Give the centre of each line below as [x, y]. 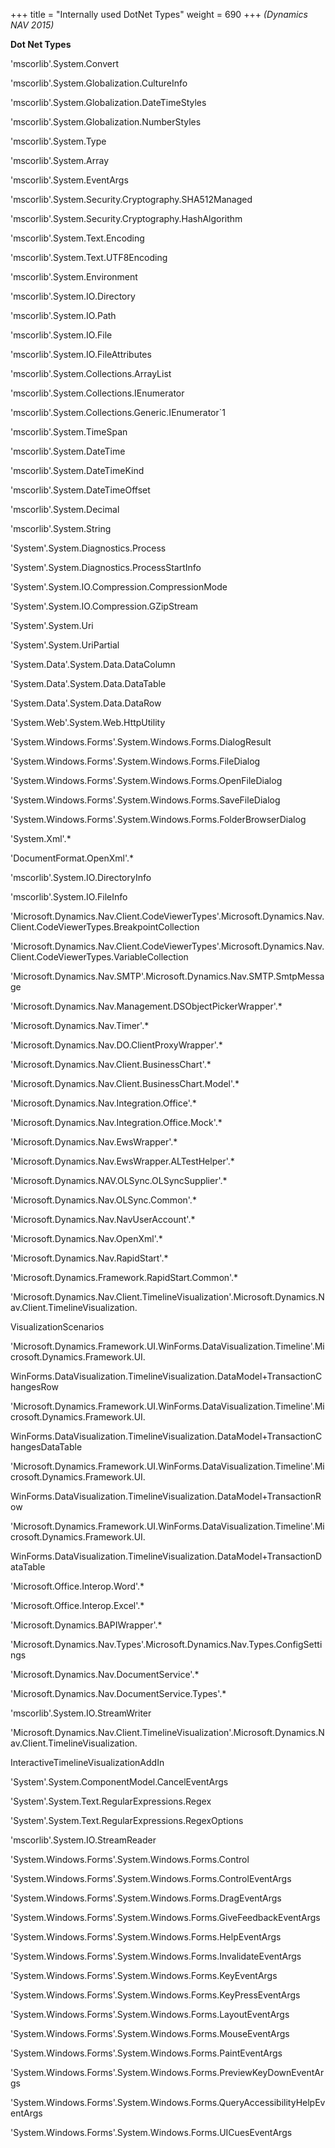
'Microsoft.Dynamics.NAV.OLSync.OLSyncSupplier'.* [119, 1180]
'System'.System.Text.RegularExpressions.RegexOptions [127, 1820]
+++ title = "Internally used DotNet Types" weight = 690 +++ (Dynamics [159, 14]
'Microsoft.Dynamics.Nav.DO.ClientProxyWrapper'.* [116, 1045]
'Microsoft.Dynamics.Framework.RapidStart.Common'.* [124, 1277]
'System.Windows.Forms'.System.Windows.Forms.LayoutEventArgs [150, 2014]
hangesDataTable [46, 1447]
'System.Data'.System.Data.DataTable [88, 683]
